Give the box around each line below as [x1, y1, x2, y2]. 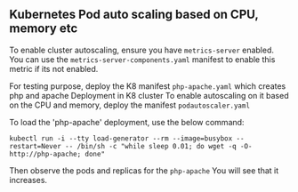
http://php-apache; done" [9, 149, 105, 158]
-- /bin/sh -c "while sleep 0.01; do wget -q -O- [65, 141, 253, 150]
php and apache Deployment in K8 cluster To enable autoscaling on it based [9, 90, 289, 100]
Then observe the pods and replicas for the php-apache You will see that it [9, 164, 279, 176]
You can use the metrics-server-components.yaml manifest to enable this [9, 53, 276, 65]
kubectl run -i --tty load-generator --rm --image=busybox [9, 133, 233, 143]
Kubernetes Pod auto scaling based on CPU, [9, 7, 259, 22]
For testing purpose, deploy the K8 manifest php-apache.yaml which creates [9, 80, 286, 92]
